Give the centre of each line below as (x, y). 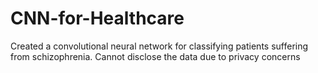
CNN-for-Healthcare (97, 18)
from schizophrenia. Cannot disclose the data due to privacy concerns (155, 56)
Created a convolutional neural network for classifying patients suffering (159, 46)
